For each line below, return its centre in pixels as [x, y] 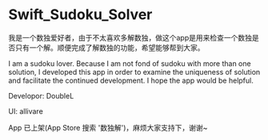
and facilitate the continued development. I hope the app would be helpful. [131, 80]
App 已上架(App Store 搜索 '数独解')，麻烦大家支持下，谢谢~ [108, 127]
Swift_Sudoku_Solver [80, 15]
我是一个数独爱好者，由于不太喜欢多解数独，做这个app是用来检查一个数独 [130, 37]
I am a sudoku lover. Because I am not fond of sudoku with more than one [130, 63]
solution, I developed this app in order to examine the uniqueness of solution [134, 72]
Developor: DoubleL [41, 95]
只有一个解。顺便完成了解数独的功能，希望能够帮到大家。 [110, 47]
